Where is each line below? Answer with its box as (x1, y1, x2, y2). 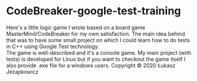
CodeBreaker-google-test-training (6, 4, 181, 18)
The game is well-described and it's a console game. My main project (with (6, 49, 192, 56)
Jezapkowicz (6, 68, 39, 75)
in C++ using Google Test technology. (6, 43, 100, 50)
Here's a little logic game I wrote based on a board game (6, 24, 146, 31)
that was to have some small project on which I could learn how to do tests (6, 36, 190, 43)
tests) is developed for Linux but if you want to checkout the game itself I (6, 55, 186, 63)
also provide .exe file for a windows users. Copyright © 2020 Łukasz (6, 61, 176, 69)
